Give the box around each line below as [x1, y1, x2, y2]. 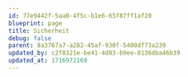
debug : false [8, 34, 52, 43]
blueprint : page [8, 19, 62, 27]
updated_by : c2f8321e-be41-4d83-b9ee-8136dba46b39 [8, 49, 181, 57]
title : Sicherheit [8, 26, 70, 34]
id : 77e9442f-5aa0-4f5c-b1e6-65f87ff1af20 [8, 11, 152, 20]
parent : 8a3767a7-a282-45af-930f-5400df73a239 [8, 42, 166, 50]
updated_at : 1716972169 [8, 57, 88, 65]
